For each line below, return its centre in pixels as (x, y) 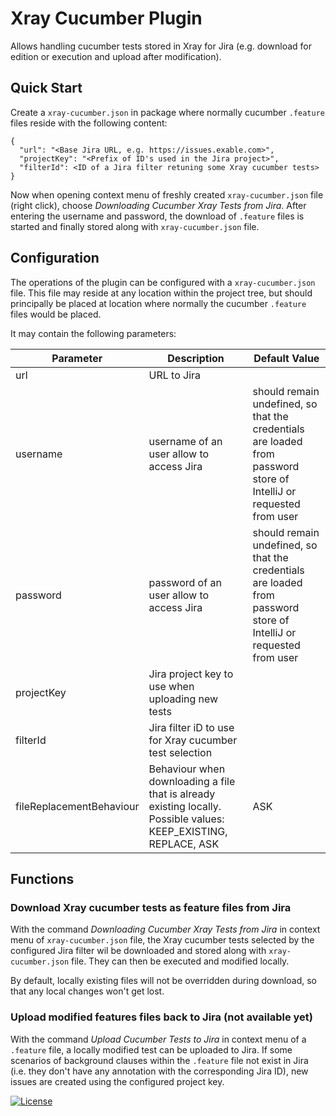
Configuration (55, 258)
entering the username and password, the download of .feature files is (157, 216)
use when (171, 686)
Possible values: (186, 819)
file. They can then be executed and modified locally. (180, 961)
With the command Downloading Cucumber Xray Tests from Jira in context (165, 929)
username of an (185, 441)
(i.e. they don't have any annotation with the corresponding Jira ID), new (159, 1071)
